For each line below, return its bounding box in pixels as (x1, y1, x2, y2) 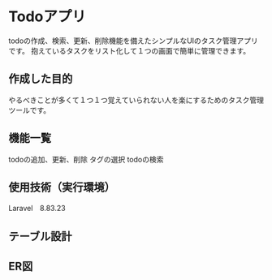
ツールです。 (8, 105, 51, 114)
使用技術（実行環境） (8, 180, 115, 194)
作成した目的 (8, 72, 73, 86)
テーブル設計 (8, 229, 72, 243)
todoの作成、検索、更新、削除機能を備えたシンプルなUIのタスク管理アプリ (8, 36, 258, 45)
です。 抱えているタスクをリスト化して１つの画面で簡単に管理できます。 (8, 45, 251, 55)
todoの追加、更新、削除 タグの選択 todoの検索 (8, 154, 164, 164)
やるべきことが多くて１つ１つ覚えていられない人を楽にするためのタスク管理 (8, 95, 265, 105)
